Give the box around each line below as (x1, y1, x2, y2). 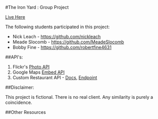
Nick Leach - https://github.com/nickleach (12, 34, 101, 39)
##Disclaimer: (5, 84, 34, 90)
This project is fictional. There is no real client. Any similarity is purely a (5, 94, 153, 100)
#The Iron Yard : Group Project (5, 5, 69, 10)
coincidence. (5, 99, 32, 105)
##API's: (5, 54, 23, 60)
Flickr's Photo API (12, 64, 50, 70)
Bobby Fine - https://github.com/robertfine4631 (12, 44, 112, 50)
